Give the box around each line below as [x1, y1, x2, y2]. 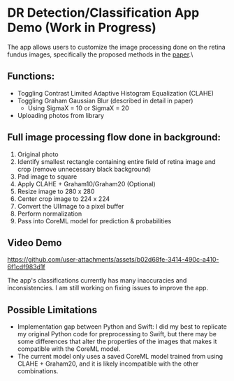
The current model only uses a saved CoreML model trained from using [17, 352, 224, 361]
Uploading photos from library [17, 111, 105, 119]
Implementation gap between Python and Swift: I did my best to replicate [17, 322, 227, 331]
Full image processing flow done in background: [7, 131, 221, 144]
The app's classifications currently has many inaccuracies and [7, 276, 187, 285]
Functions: [7, 70, 55, 82]
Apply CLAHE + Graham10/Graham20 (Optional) [17, 179, 156, 188]
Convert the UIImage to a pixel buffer [17, 202, 124, 210]
